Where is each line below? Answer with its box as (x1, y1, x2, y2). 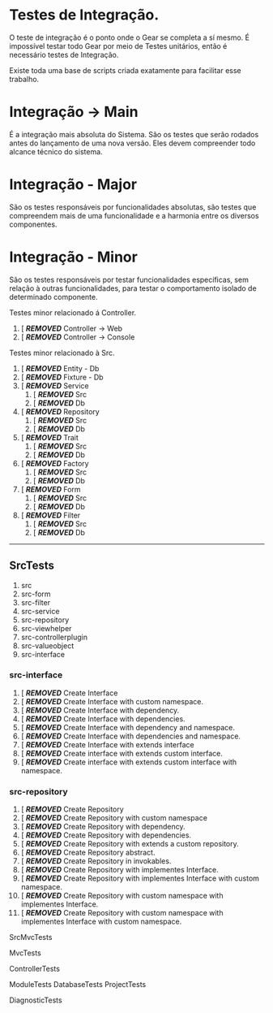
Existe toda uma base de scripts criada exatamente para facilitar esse (9, 65, 241, 75)
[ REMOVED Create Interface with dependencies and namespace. (20, 731, 241, 741)
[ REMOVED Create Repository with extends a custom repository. (20, 839, 240, 849)
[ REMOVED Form (20, 484, 81, 494)
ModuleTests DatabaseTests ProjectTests (9, 980, 147, 989)
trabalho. (9, 74, 40, 84)
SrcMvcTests (9, 933, 53, 942)
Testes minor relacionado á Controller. (9, 307, 137, 318)
